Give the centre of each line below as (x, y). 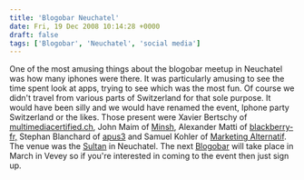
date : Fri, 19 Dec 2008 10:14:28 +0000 (85, 26)
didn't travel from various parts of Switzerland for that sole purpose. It (140, 98)
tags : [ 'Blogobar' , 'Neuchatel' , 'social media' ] (105, 43)
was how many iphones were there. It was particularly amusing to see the (147, 79)
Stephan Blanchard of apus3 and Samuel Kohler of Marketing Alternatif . (153, 136)
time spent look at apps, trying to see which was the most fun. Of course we (152, 88)
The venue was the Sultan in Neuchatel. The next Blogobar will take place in (152, 146)
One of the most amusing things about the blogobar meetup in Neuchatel (146, 69)
